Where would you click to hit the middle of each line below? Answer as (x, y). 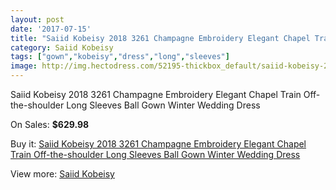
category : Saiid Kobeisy (62, 47)
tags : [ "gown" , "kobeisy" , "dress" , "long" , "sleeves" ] (120, 57)
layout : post (37, 19)
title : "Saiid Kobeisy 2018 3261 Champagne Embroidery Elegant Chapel (160, 38)
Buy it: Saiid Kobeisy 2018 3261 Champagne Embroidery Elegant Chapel (158, 144)
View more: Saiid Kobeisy (62, 174)
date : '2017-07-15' (51, 29)
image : (24, 66)
